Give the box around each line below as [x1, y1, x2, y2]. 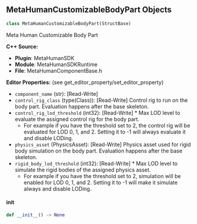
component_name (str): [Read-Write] [14, 90, 99, 97]
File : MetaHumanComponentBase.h [14, 67, 103, 74]
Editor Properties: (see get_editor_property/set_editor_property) [6, 79, 164, 86]
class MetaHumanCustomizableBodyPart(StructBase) [6, 20, 132, 26]
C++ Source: [6, 43, 39, 50]
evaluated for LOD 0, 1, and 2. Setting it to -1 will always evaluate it [23, 128, 186, 135]
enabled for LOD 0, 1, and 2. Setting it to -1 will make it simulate [23, 179, 178, 186]
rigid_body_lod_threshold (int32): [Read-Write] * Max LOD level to [14, 160, 178, 167]
